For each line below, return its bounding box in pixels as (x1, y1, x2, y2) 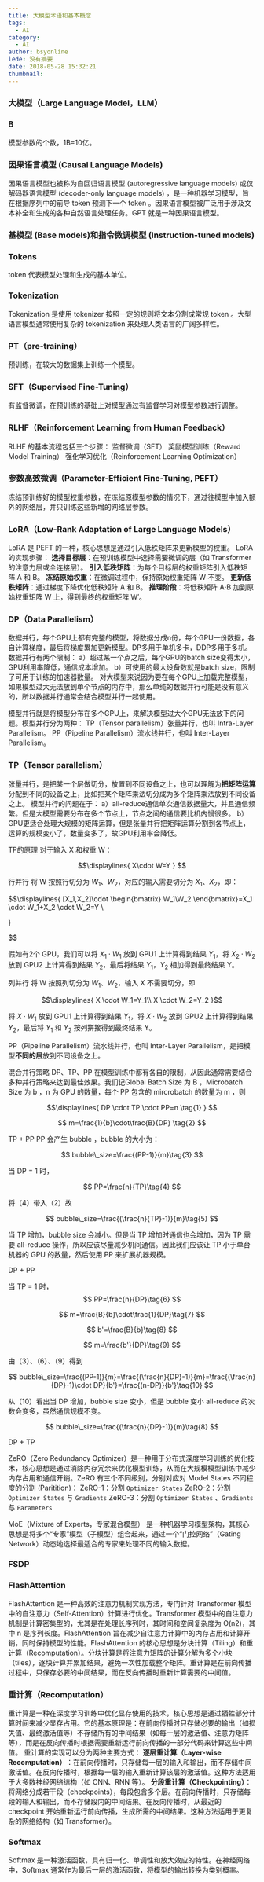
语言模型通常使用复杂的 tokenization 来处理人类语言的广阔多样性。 (8, 319, 224, 328)
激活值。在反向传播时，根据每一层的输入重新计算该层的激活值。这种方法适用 (8, 1767, 256, 1777)
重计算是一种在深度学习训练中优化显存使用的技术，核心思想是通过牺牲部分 (8, 1708, 249, 1718)
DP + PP (8, 1265, 35, 1275)
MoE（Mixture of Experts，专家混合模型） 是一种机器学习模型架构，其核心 (8, 1519, 250, 1528)
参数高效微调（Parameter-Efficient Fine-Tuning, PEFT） (8, 473, 223, 484)
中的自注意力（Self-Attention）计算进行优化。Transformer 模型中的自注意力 (8, 1609, 254, 1618)
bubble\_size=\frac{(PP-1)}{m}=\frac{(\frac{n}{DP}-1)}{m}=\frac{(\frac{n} (19, 1372, 256, 1381)
